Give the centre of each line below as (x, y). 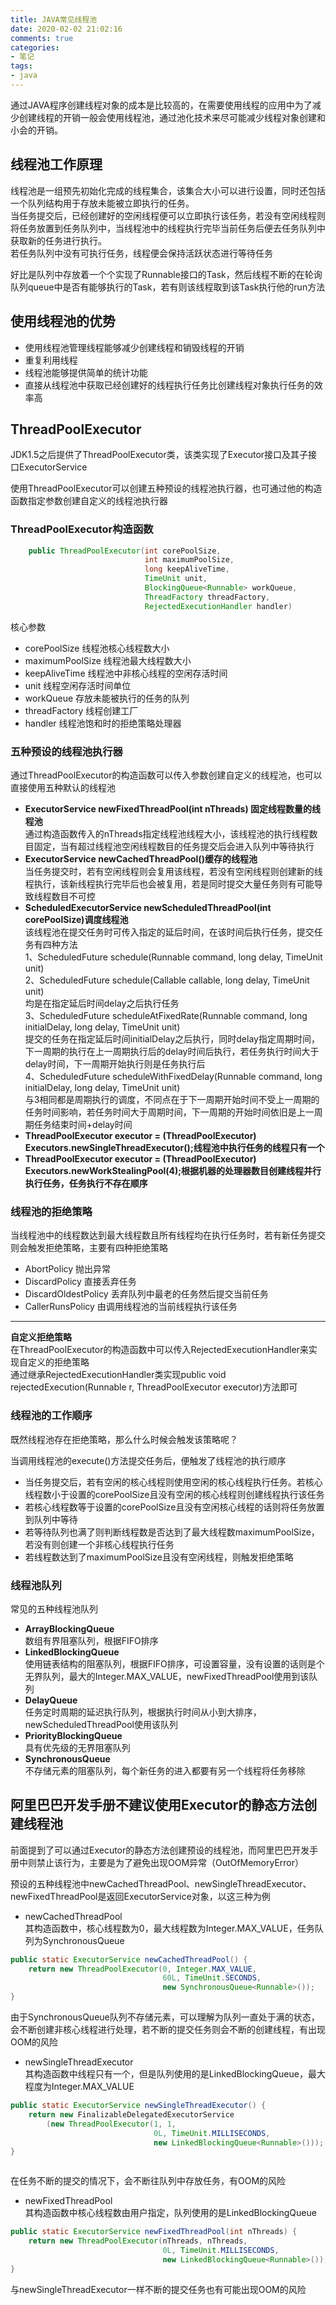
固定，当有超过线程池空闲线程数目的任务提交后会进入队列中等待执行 (174, 847)
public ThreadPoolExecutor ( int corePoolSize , (125, 551)
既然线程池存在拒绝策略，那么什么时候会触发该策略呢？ (124, 1439)
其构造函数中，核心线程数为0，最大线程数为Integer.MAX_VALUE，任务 (169, 1928)
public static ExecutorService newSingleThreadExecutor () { (138, 2106)
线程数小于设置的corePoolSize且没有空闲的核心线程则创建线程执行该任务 (174, 1494)
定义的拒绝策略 (58, 1362)
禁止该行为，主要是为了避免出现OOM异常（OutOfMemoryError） (170, 1862)
